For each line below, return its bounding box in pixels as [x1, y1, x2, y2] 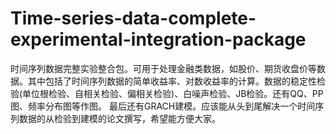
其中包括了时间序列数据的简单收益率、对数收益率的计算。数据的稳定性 [27, 75, 317, 87]
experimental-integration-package [10, 28, 307, 51]
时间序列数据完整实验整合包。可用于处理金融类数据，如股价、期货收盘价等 [10, 62, 317, 74]
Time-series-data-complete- [10, 7, 257, 30]
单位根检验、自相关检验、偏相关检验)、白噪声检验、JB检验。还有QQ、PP [22, 87, 324, 99]
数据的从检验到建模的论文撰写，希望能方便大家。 [18, 112, 221, 124]
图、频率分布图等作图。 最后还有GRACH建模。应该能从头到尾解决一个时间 [10, 100, 316, 112]
